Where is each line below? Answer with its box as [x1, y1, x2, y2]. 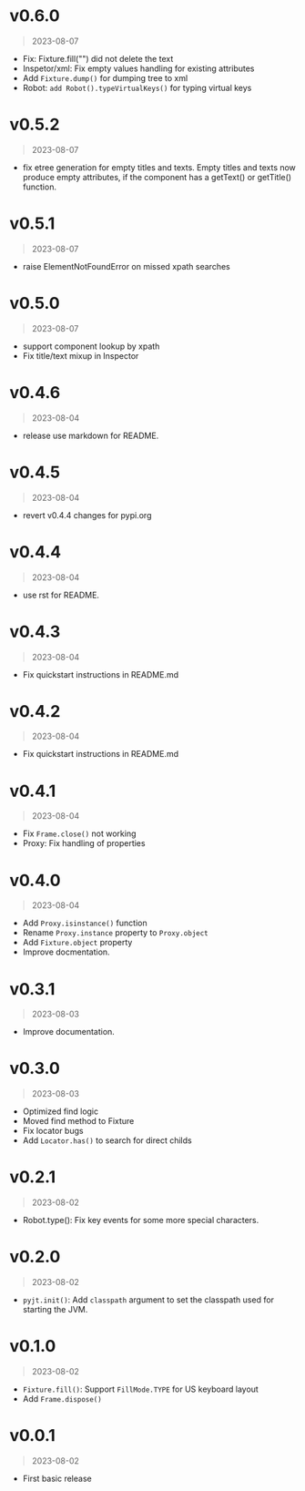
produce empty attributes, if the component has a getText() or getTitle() [22, 171, 292, 182]
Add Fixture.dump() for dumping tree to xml [22, 72, 188, 83]
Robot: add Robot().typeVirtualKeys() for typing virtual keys [22, 82, 252, 93]
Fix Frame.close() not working [22, 828, 137, 839]
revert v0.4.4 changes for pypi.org [22, 509, 152, 520]
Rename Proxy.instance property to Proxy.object [22, 927, 209, 938]
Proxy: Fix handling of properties [22, 838, 146, 849]
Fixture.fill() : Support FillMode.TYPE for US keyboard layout [22, 1384, 259, 1394]
